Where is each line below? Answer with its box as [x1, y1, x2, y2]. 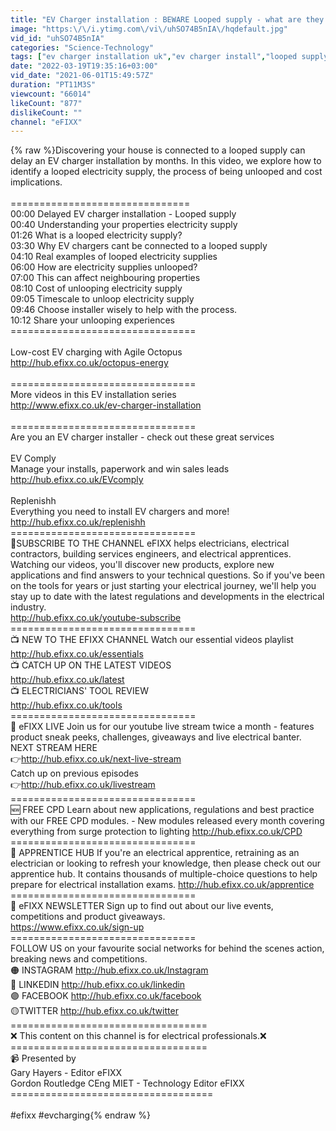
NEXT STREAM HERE [10, 742, 98, 754]
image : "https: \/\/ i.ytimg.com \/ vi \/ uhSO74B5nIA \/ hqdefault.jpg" [10, 24, 288, 34]
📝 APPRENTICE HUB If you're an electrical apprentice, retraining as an [10, 847, 300, 859]
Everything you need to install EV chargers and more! [10, 506, 230, 518]
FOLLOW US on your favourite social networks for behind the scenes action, [10, 942, 325, 955]
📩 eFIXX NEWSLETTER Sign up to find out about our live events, [10, 900, 274, 912]
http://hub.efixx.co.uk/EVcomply [10, 474, 144, 486]
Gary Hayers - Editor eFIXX [10, 1067, 123, 1079]
